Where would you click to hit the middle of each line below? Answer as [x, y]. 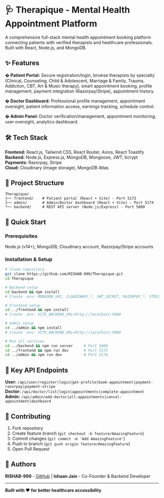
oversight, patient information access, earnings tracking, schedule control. [80, 106]
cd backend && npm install [32, 292]
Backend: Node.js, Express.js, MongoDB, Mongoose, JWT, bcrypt [72, 157]
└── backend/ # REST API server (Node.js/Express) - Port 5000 [75, 207]
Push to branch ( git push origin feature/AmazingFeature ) [71, 444]
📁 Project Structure [35, 183]
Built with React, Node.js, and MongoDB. [46, 47]
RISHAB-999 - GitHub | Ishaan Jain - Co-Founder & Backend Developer [78, 476]
